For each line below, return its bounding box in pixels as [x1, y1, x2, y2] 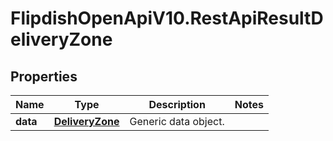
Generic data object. [129, 115, 225, 128]
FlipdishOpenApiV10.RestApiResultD [10, 7, 324, 30]
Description [148, 98, 206, 111]
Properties [10, 68, 78, 85]
